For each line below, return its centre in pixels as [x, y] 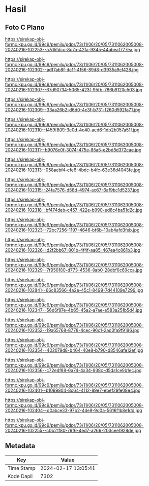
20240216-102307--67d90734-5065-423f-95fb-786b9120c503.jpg [74, 90]
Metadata [20, 446]
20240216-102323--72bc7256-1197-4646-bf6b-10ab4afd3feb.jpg [72, 230]
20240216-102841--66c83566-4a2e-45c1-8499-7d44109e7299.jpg [74, 290]
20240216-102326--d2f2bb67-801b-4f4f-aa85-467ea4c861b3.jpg [73, 250]
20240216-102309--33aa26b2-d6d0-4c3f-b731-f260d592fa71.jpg [73, 110]
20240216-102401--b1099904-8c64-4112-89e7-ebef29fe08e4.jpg [73, 390]
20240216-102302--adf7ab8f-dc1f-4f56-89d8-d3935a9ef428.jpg [72, 70]
